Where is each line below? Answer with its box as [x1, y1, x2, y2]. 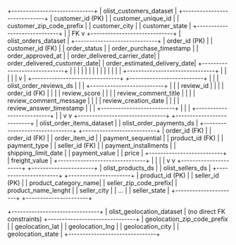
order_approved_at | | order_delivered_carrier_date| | [7, 51, 160, 60]
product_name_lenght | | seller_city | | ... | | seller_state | [7, 187, 170, 194]
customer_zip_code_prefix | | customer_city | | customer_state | [7, 22, 192, 30]
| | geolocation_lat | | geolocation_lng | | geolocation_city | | [7, 222, 180, 230]
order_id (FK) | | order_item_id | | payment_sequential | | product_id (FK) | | [7, 134, 224, 142]
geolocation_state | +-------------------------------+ [7, 230, 161, 238]
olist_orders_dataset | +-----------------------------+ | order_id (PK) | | [7, 37, 213, 45]
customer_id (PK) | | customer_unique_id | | [54, 14, 180, 23]
